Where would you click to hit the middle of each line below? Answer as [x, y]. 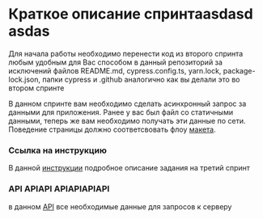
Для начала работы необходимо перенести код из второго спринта [126, 53]
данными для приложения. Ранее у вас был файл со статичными [121, 112]
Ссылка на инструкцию [58, 150]
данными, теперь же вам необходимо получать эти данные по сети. [127, 120]
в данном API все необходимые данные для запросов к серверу [120, 206]
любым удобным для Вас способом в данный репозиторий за [115, 62]
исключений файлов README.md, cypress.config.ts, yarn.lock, [115, 70]
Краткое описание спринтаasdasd [131, 14]
